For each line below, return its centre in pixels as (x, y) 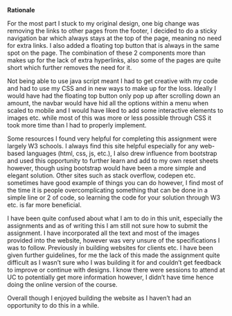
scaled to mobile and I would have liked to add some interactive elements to (115, 111)
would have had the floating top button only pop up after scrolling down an (114, 96)
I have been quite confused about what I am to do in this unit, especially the (115, 218)
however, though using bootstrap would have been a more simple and (107, 168)
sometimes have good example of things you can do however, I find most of (115, 183)
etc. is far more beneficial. (44, 205)
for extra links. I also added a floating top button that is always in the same (113, 45)
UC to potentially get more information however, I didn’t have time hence (110, 277)
